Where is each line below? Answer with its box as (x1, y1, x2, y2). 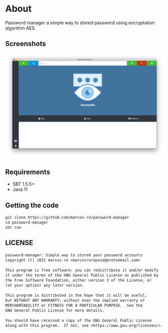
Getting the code (5, 201, 59, 209)
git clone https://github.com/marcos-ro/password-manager (5, 215, 129, 220)
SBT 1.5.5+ (12, 181, 35, 187)
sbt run (5, 225, 22, 230)
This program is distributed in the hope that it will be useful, (5, 293, 147, 298)
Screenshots (5, 40, 46, 48)
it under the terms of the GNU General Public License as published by (5, 273, 158, 278)
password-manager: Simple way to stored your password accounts (5, 253, 143, 258)
